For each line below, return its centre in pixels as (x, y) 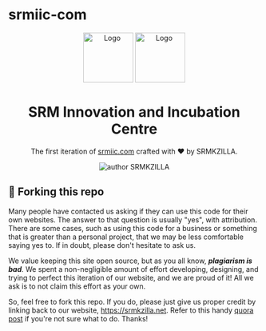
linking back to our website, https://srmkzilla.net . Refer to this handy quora (131, 310)
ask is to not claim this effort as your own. (77, 286)
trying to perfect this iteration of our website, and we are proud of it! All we (131, 277)
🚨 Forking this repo (56, 192)
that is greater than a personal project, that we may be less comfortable (126, 237)
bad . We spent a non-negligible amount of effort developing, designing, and (133, 269)
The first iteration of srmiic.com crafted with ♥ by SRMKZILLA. (134, 151)
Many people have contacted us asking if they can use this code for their (128, 211)
